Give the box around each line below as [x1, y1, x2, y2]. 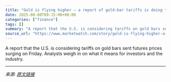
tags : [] [5, 21, 24, 27]
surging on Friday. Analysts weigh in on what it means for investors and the [5, 50, 163, 57]
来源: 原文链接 [5, 71, 35, 77]
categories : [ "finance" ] [5, 17, 58, 22]
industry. [5, 56, 24, 62]
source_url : [5, 31, 31, 36]
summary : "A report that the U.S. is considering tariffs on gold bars [5, 26, 160, 32]
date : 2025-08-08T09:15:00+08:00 [5, 12, 76, 17]
